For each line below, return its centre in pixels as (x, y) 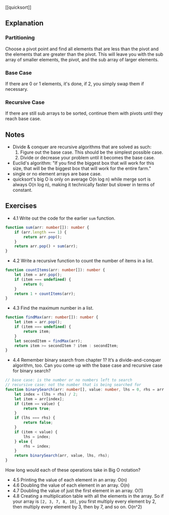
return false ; (38, 423)
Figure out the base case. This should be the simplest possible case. (92, 152)
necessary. (17, 89)
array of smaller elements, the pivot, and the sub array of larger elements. (82, 59)
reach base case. (23, 119)
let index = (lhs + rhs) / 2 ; (46, 394)
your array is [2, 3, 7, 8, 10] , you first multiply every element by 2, (85, 501)
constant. (23, 190)
